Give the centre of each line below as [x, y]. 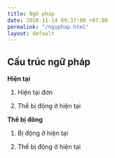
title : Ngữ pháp [31, 14]
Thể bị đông [25, 119]
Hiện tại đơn [35, 93]
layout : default [31, 33]
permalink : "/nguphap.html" [48, 27]
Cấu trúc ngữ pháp [49, 61]
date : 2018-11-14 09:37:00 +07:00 [58, 20]
